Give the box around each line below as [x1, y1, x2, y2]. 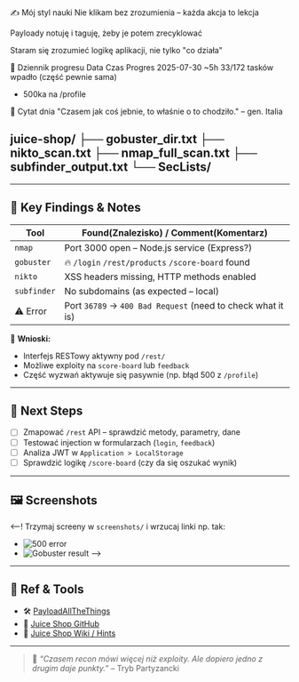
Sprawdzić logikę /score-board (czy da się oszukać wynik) [22, 457, 238, 468]
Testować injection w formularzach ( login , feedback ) [22, 437, 216, 447]
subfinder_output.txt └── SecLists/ [10, 159, 212, 175]
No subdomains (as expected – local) [64, 285, 220, 297]
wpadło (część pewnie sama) [10, 72, 118, 82]
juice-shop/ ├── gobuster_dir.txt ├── [10, 132, 225, 147]
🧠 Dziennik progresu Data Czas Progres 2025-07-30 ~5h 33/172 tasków [10, 62, 274, 73]
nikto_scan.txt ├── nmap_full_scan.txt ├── [10, 146, 258, 161]
